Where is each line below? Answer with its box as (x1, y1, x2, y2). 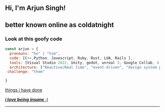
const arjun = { (5, 47, 38, 52)
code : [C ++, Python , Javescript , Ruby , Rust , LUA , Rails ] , (9, 56, 133, 60)
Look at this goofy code (5, 35, 63, 42)
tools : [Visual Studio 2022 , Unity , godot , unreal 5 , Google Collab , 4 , (9, 60, 162, 65)
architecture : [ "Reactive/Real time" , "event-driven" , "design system (9, 65, 157, 70)
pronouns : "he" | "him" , (9, 51, 60, 56)
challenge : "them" (7, 69, 45, 74)
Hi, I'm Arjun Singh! (5, 4, 66, 12)
